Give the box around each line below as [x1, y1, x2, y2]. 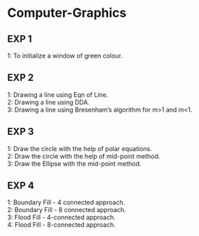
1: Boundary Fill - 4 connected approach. [7, 198, 125, 206]
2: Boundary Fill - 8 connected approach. [7, 206, 126, 214]
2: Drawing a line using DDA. [7, 98, 90, 106]
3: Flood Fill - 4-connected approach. [7, 213, 116, 222]
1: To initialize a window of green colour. [7, 51, 123, 60]
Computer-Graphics [7, 5, 127, 21]
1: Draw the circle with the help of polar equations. [7, 144, 152, 152]
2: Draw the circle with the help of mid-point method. [7, 152, 160, 160]
